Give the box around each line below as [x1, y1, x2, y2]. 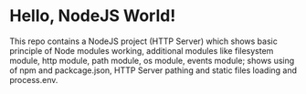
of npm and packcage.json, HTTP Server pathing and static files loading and [9, 65, 298, 76]
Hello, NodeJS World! [9, 5, 176, 26]
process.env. [9, 74, 58, 85]
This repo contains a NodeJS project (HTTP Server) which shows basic [9, 36, 279, 47]
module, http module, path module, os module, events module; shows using [9, 55, 295, 66]
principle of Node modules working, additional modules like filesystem [9, 45, 274, 56]
